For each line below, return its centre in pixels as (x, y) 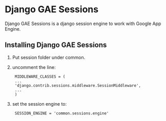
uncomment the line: (34, 67)
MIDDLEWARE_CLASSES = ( (40, 77)
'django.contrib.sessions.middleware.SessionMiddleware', (78, 85)
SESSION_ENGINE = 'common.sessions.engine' (62, 113)
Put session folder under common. (49, 57)
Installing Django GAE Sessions (56, 45)
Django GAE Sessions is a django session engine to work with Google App (83, 23)
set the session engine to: (39, 104)
